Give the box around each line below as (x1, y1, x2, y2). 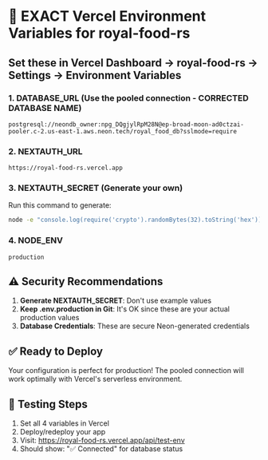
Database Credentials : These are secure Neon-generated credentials (19, 321, 250, 331)
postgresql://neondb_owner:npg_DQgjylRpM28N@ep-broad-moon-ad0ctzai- (8, 120, 245, 129)
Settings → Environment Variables (8, 68, 182, 82)
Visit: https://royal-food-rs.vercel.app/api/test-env (19, 435, 185, 446)
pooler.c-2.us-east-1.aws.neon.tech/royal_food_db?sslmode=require (8, 127, 238, 135)
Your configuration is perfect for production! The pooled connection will (8, 366, 245, 375)
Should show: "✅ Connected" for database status (19, 444, 183, 454)
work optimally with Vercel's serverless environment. (8, 375, 183, 384)
